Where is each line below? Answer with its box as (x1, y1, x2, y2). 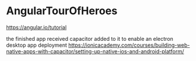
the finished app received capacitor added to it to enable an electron (6, 35, 173, 42)
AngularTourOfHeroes (6, 4, 118, 18)
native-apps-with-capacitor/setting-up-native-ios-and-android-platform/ (6, 47, 185, 54)
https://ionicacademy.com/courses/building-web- (68, 41, 190, 49)
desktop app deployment (6, 41, 68, 49)
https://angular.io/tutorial (6, 24, 67, 31)
